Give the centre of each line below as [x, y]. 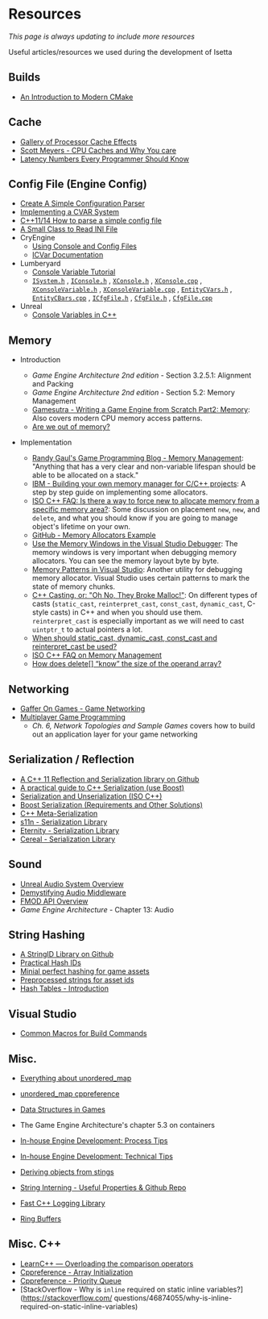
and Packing [53, 384]
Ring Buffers [41, 1219]
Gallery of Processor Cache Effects [78, 141]
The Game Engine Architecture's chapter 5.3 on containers [118, 1125]
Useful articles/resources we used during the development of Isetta [120, 52]
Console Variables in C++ [74, 315]
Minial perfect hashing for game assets [85, 971]
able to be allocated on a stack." [85, 475]
